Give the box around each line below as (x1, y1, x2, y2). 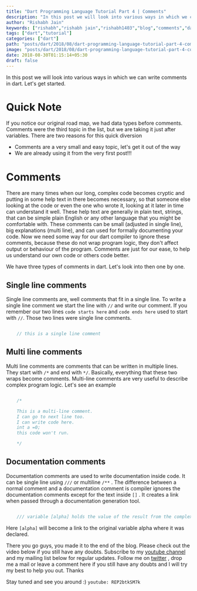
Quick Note (6, 100, 62, 114)
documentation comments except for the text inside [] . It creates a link (6, 491, 179, 498)
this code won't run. (16, 430, 69, 436)
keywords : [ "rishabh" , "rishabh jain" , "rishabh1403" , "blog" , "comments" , (6, 25, 185, 31)
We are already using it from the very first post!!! (14, 150, 132, 157)
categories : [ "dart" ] (6, 36, 59, 42)
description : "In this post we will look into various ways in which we (6, 14, 188, 20)
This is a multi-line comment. (16, 408, 93, 414)
